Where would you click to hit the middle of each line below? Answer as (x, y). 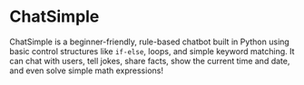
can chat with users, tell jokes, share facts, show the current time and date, (150, 61)
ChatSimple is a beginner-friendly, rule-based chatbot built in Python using (150, 42)
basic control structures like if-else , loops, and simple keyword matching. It (152, 51)
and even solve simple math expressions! (86, 71)
